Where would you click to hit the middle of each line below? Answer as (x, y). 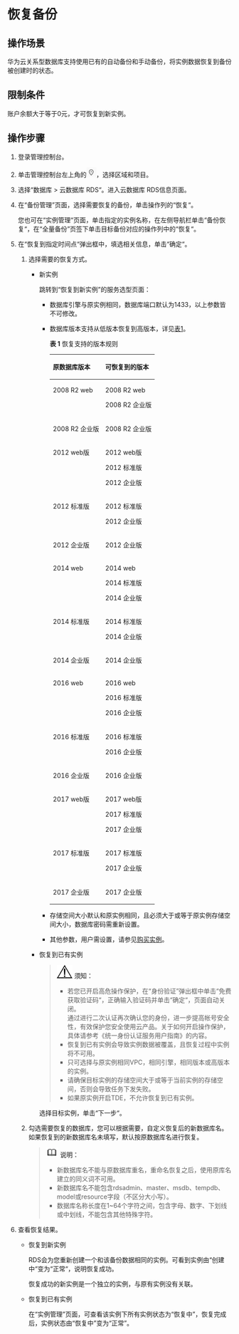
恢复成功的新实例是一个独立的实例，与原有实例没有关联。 (112, 1284)
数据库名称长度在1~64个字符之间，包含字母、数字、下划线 (142, 1206)
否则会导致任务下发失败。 (117, 1089)
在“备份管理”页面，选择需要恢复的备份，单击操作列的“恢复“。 (107, 204)
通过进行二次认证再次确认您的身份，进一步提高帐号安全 (148, 1018)
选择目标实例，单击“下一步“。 (82, 1113)
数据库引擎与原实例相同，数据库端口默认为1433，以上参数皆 (138, 304)
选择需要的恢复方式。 (59, 259)
